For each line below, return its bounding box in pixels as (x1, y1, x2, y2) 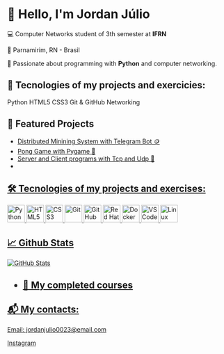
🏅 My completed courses (22, 279, 134, 291)
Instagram (7, 339, 36, 347)
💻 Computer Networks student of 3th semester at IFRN (7, 29, 167, 38)
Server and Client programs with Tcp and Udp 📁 (17, 154, 155, 163)
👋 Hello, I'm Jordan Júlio (7, 6, 150, 22)
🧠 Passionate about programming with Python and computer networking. (7, 59, 217, 67)
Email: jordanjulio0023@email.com (7, 325, 106, 334)
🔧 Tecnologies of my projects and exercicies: (7, 79, 206, 91)
